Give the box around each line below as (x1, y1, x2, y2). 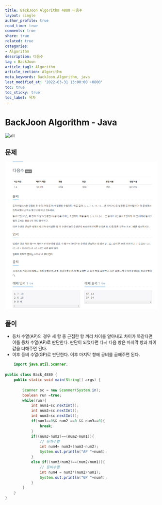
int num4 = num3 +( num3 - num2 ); (39, 444, 98, 449)
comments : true (5, 28, 36, 34)
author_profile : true (5, 18, 49, 23)
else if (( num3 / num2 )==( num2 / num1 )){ (31, 460, 105, 465)
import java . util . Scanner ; (14, 362, 68, 367)
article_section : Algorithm (5, 70, 62, 75)
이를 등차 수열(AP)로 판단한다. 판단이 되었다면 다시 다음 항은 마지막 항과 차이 (12, 339, 157, 345)
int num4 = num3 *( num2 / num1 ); (39, 470, 101, 475)
